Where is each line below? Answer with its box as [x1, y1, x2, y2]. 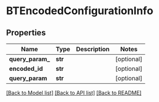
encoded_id [9, 65, 43, 73]
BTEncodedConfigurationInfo [6, 4, 154, 18]
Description [76, 45, 110, 53]
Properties [6, 28, 46, 38]
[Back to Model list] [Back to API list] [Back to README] [6, 90, 142, 96]
